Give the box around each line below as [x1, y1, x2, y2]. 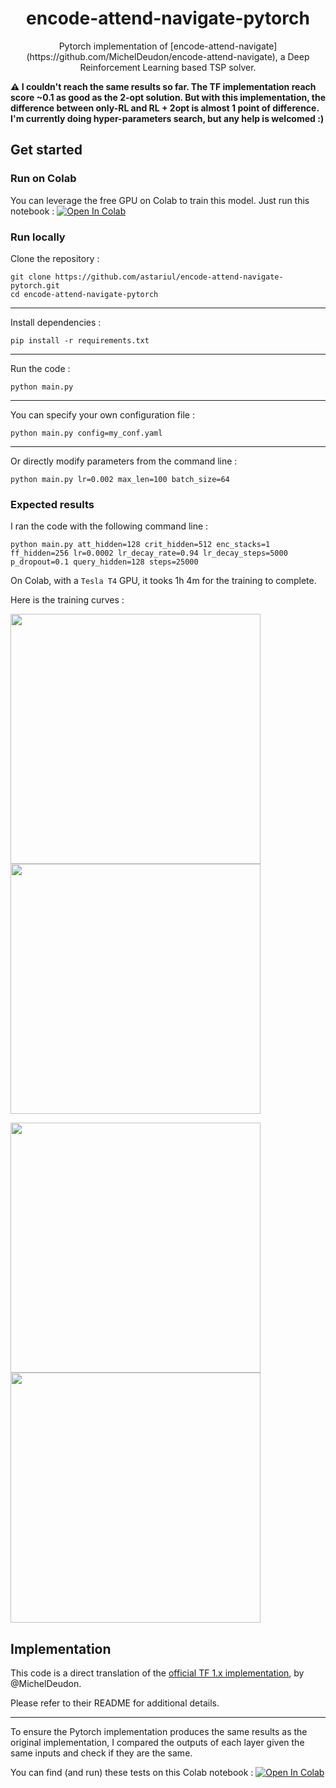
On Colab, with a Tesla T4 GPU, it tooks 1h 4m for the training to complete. [10, 575, 317, 587]
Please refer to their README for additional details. [10, 1697, 220, 1709]
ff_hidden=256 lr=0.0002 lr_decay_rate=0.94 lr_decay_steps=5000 [10, 548, 288, 559]
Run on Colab [10, 172, 77, 186]
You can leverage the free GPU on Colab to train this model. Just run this [10, 194, 310, 206]
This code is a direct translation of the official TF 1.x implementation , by [10, 1667, 305, 1679]
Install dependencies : [10, 316, 102, 328]
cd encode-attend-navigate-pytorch [10, 289, 159, 299]
